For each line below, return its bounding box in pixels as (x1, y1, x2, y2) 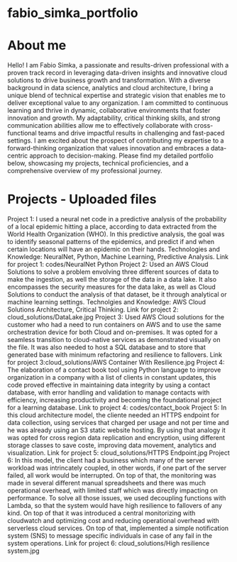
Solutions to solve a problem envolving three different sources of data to (7, 268, 219, 276)
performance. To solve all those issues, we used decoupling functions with (7, 494, 226, 502)
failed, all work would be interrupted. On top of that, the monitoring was (7, 471, 216, 480)
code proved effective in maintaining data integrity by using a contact (7, 381, 211, 390)
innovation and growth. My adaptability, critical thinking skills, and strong (7, 114, 221, 122)
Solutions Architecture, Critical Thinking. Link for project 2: (7, 305, 179, 314)
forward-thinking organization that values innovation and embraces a (7, 144, 209, 153)
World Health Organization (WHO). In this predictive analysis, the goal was (7, 230, 225, 238)
